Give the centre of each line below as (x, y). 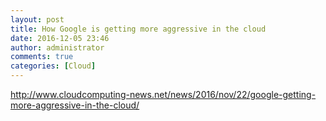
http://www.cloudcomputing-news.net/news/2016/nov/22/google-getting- (163, 94)
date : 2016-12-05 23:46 (60, 38)
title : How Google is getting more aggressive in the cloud (138, 29)
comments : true (42, 57)
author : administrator (57, 47)
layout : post (37, 19)
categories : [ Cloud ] (53, 66)
